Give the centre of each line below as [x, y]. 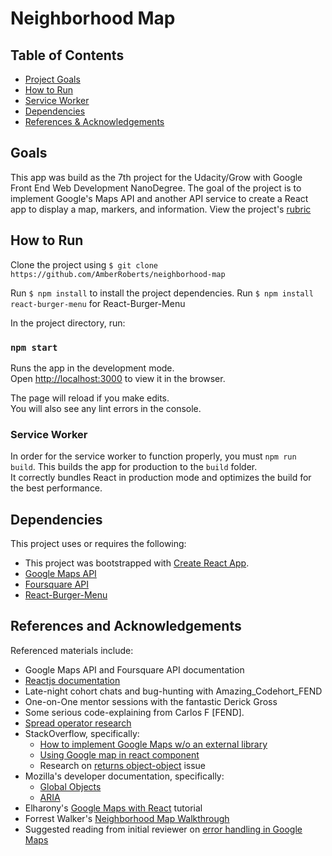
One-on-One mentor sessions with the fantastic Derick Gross [151, 701]
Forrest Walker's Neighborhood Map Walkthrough [127, 818]
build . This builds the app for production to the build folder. [134, 467]
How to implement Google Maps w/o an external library [153, 744]
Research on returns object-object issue [123, 765]
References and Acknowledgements [126, 626]
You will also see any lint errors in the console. [106, 408]
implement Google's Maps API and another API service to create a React [159, 198]
